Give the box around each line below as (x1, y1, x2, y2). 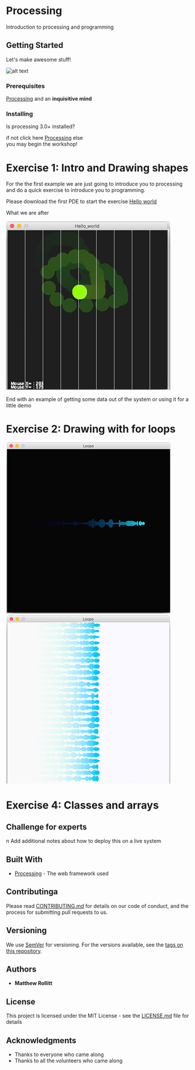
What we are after (6, 209, 50, 216)
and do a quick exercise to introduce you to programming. (6, 187, 146, 194)
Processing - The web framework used (14, 870, 109, 877)
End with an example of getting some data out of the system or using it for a (6, 396, 189, 403)
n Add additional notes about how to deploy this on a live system (6, 838, 162, 845)
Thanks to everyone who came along (14, 1051, 104, 1058)
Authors (6, 964, 37, 975)
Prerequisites (6, 82, 45, 90)
